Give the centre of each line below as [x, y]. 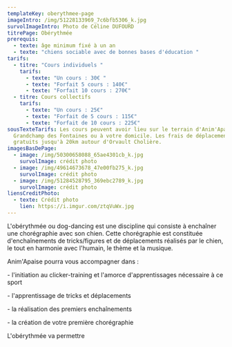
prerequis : [23, 39]
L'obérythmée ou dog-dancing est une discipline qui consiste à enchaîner [112, 226]
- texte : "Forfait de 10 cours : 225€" [83, 123]
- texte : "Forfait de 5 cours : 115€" [81, 116]
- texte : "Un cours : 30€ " [66, 78]
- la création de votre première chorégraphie [70, 322]
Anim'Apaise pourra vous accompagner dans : [73, 261]
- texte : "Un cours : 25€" [64, 110]
